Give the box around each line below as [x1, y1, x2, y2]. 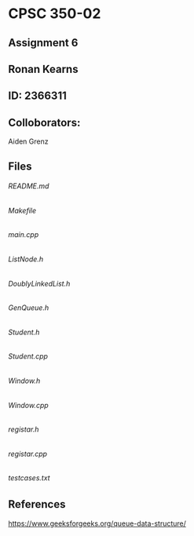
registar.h [8, 425, 39, 434]
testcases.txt [8, 473, 50, 483]
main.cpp [8, 230, 39, 239]
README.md [8, 181, 49, 191]
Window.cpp [8, 400, 49, 410]
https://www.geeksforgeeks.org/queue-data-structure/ [8, 519, 187, 528]
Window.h [8, 376, 41, 385]
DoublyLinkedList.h [8, 279, 71, 288]
